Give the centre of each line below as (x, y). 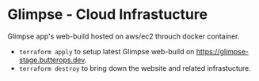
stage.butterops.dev (51, 60)
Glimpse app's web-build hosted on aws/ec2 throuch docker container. (124, 36)
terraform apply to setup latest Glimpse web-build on (107, 51)
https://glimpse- (222, 51)
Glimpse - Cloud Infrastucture (107, 15)
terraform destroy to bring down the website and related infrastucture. (135, 68)
